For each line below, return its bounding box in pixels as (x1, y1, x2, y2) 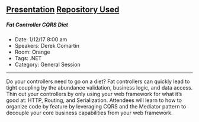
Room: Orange (14, 48, 50, 55)
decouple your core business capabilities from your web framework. (6, 109, 173, 117)
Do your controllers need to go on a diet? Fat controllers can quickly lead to (6, 78, 190, 85)
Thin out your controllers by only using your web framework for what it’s (6, 91, 182, 98)
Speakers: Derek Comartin (14, 42, 80, 50)
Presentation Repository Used (6, 5, 120, 15)
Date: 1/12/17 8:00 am (14, 36, 68, 43)
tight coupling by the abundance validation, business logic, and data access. (6, 84, 193, 91)
